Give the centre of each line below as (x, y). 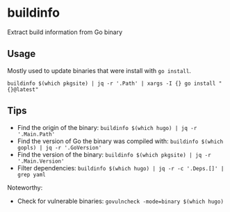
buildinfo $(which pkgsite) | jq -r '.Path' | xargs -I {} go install (112, 83)
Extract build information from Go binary (65, 32)
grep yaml (32, 174)
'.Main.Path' (36, 134)
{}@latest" (23, 89)
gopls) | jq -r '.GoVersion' (59, 147)
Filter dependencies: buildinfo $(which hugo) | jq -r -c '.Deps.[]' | (121, 168)
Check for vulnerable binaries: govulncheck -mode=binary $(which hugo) (121, 201)
